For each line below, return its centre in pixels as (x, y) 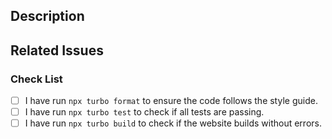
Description (47, 16)
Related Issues (57, 50)
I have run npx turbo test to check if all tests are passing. (144, 112)
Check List (36, 79)
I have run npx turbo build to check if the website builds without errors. (173, 123)
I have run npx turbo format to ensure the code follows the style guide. (171, 101)
